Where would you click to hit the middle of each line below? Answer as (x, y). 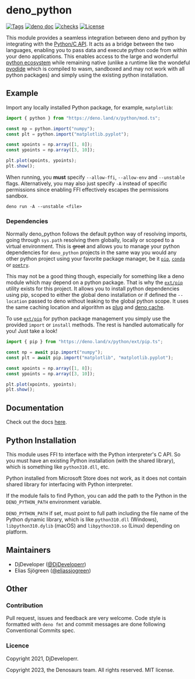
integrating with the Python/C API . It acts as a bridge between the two (90, 44)
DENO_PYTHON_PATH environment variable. (54, 502)
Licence (18, 646)
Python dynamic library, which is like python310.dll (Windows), (82, 519)
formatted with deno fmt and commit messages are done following (86, 624)
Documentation (35, 408)
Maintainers (29, 550)
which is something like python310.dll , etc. (58, 467)
